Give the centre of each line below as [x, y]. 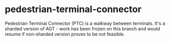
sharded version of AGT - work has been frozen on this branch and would [82, 28]
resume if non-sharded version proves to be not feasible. [65, 34]
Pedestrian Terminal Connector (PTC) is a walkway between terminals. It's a [85, 23]
